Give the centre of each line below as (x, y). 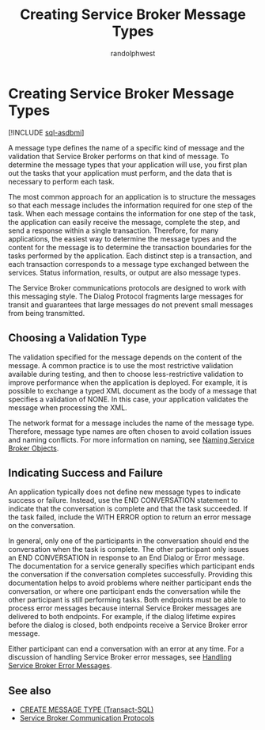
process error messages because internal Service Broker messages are (125, 608)
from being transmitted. (47, 313)
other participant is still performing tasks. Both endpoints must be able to (127, 600)
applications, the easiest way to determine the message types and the (123, 238)
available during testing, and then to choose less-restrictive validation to (126, 374)
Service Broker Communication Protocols (87, 718)
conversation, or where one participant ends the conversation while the (125, 591)
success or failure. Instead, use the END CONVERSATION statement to (123, 500)
